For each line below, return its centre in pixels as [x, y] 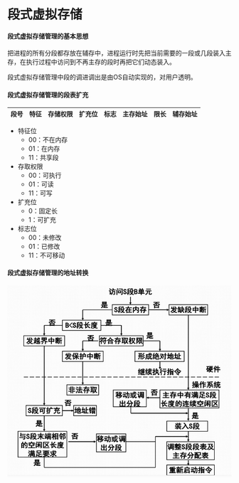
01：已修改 [44, 246]
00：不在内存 [48, 139]
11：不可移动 [47, 255]
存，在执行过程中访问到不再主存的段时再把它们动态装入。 [91, 62]
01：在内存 [44, 148]
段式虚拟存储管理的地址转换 [48, 273]
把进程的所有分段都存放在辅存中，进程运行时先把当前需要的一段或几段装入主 [119, 53]
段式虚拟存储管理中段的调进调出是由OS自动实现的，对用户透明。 [102, 77]
